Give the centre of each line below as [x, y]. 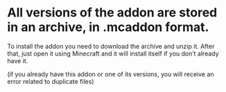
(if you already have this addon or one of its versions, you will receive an [111, 74]
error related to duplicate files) [51, 81]
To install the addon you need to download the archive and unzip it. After [111, 46]
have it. [18, 60]
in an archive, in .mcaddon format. [108, 27]
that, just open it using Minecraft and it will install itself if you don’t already [113, 54]
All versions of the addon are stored [112, 13]
